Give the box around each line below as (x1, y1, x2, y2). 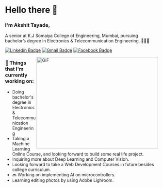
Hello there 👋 (5, 4, 58, 16)
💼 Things (5, 59, 27, 66)
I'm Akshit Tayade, (5, 22, 50, 29)
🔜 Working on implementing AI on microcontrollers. (12, 171, 115, 177)
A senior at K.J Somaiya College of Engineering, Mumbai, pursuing (5, 33, 138, 38)
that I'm (5, 66, 24, 73)
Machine (12, 141, 30, 147)
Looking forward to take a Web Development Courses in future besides (12, 161, 154, 167)
